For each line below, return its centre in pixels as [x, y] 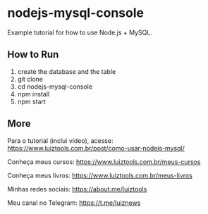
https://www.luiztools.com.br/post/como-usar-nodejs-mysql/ [96, 148]
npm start [31, 101]
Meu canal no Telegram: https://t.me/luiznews [74, 203]
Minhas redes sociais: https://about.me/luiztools [77, 189]
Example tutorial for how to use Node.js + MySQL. [80, 32]
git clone [30, 79]
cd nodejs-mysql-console [55, 87]
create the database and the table [67, 71]
